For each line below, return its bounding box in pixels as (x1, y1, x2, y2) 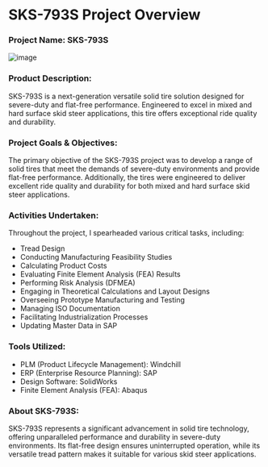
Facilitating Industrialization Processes (19, 312, 149, 322)
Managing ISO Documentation (19, 304, 121, 314)
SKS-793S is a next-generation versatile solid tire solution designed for (8, 91, 245, 101)
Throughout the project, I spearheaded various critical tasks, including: (8, 228, 245, 238)
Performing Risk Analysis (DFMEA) (19, 278, 136, 288)
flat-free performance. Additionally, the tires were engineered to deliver (8, 173, 246, 182)
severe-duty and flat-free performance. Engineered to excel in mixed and (8, 99, 253, 110)
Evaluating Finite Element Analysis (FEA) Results (19, 269, 181, 279)
